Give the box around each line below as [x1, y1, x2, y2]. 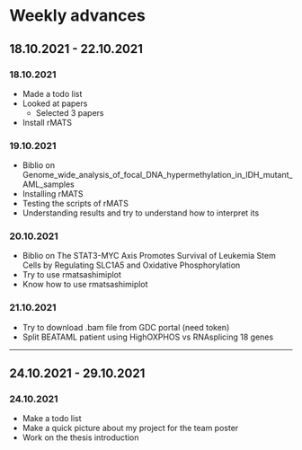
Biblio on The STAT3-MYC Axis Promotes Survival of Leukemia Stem [22, 251, 276, 261]
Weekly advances [9, 5, 146, 26]
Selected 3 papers [35, 107, 104, 118]
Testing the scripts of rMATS [22, 199, 129, 209]
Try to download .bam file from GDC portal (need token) [22, 322, 230, 332]
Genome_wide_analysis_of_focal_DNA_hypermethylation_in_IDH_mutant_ [22, 170, 293, 181]
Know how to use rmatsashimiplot [22, 279, 148, 290]
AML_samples [22, 179, 75, 190]
